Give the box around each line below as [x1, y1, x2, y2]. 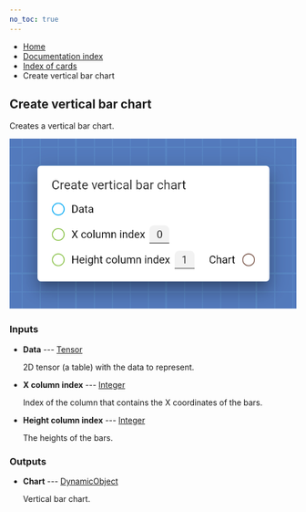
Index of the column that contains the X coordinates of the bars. [22, 397, 263, 408]
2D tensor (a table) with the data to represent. [22, 361, 195, 372]
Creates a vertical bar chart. [9, 120, 115, 131]
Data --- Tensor [22, 343, 83, 355]
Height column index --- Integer [22, 414, 146, 425]
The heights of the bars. [22, 432, 114, 443]
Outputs [9, 455, 47, 467]
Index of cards [22, 60, 77, 71]
